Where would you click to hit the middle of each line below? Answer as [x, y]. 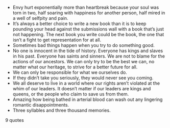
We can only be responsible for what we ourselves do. [70, 72]
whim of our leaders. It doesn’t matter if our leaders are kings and [82, 88]
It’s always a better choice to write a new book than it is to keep [79, 23]
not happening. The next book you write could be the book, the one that [88, 34]
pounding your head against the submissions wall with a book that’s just [88, 29]
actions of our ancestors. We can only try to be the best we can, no [83, 61]
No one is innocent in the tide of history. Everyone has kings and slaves [88, 51]
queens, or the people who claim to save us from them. [71, 94]
